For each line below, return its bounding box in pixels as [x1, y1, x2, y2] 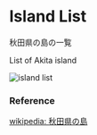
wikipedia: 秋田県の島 [9, 116, 88, 127]
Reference [9, 94, 55, 106]
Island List [9, 6, 87, 27]
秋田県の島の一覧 [9, 37, 72, 47]
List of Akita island [9, 55, 77, 65]
